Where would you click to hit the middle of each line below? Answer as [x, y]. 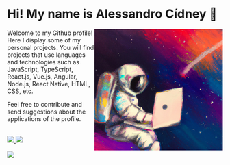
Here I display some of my [44, 40]
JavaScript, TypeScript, [40, 69]
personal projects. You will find [51, 47]
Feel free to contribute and [44, 104]
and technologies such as [43, 62]
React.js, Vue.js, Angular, [42, 76]
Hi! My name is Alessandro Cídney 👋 [112, 14]
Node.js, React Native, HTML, [49, 84]
